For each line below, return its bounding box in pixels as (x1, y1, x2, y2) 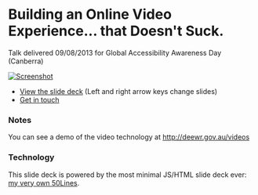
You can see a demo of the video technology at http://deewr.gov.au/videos (8, 132, 250, 142)
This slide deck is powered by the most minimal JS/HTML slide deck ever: (8, 170, 247, 179)
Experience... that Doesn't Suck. (8, 22, 224, 40)
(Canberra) (8, 56, 44, 66)
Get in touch (19, 95, 60, 104)
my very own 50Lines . (8, 178, 80, 187)
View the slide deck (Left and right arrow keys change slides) (19, 86, 218, 96)
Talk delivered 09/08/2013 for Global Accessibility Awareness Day (8, 48, 222, 57)
